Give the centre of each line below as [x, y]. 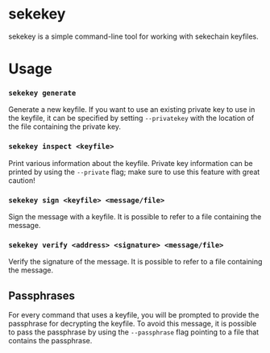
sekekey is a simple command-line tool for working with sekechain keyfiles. [134, 36]
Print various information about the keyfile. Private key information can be [131, 163]
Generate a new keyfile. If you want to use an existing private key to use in [132, 110]
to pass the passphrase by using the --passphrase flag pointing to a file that [134, 332]
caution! [22, 180]
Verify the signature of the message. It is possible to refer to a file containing [135, 262]
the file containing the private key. [65, 127]
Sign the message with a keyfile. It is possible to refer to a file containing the [135, 217]
